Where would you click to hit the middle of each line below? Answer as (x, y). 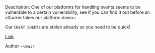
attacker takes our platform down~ (40, 17)
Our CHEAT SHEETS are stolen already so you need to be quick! (68, 27)
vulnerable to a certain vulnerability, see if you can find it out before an (77, 12)
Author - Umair (20, 46)
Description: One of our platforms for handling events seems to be (73, 7)
